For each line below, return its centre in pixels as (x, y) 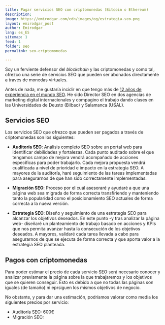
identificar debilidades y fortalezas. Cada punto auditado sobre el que (83, 152)
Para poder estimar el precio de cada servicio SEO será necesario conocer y (83, 272)
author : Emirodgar (24, 28)
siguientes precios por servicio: (37, 302)
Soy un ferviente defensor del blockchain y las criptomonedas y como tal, (80, 69)
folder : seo (17, 46)
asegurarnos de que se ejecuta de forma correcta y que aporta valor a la (86, 239)
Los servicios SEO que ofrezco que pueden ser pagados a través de (74, 132)
